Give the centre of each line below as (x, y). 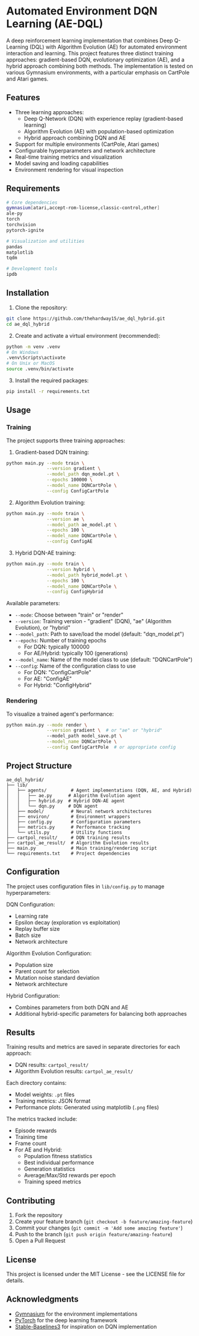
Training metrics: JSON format (53, 1101)
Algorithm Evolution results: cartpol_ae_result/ (74, 1072)
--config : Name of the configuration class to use (75, 666)
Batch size (28, 935)
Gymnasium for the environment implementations (76, 1314)
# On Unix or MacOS (31, 364)
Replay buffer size (37, 929)
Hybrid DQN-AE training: (45, 553)
